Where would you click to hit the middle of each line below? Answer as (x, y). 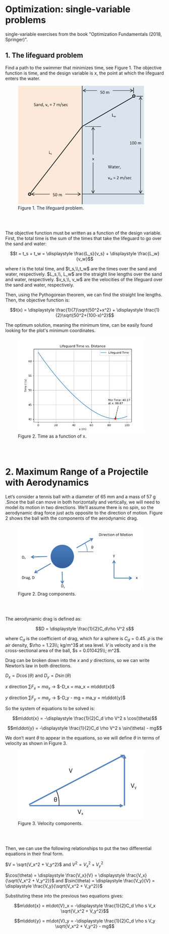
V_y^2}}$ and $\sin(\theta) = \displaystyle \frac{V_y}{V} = (96, 881)
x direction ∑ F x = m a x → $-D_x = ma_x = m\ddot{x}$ (60, 687)
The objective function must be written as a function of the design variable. (83, 233)
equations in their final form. (35, 854)
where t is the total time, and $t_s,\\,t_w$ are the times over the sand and (81, 269)
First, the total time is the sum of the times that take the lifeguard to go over (83, 239)
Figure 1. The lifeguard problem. (51, 208)
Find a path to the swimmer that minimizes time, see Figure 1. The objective (83, 67)
